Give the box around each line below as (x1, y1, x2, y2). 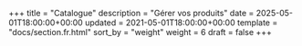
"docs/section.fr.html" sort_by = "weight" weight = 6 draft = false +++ (8, 27, 273, 37)
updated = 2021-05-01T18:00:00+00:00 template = (84, 17, 278, 28)
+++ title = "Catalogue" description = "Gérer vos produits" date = (8, 8, 255, 18)
